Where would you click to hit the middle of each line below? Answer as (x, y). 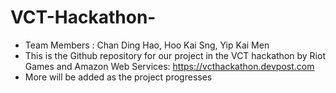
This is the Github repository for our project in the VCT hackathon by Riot (175, 55)
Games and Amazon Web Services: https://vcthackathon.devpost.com (169, 66)
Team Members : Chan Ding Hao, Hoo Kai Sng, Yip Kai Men (147, 45)
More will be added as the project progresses (118, 77)
